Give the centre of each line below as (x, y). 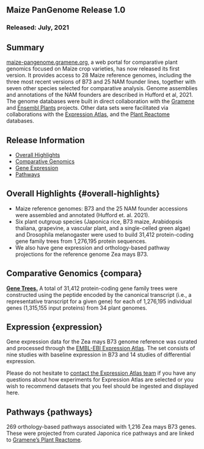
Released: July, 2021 (38, 28)
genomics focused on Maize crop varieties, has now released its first (93, 69)
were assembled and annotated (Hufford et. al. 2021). (82, 215)
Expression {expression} (54, 327)
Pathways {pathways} (49, 412)
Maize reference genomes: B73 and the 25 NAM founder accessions (101, 209)
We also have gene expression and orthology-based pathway (92, 247)
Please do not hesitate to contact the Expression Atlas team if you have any (101, 373)
